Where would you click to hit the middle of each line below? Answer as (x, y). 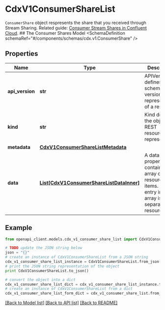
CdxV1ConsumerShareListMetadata (83, 147)
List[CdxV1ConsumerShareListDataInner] (90, 183)
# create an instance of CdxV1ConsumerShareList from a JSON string (77, 257)
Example (19, 228)
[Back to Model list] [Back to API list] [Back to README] (61, 303)
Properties (22, 54)
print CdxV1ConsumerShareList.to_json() (47, 271)
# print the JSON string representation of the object (62, 266)
